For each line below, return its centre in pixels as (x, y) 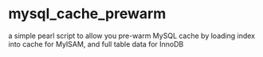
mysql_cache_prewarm (87, 14)
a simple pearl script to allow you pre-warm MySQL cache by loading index (131, 36)
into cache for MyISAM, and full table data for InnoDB (96, 44)
